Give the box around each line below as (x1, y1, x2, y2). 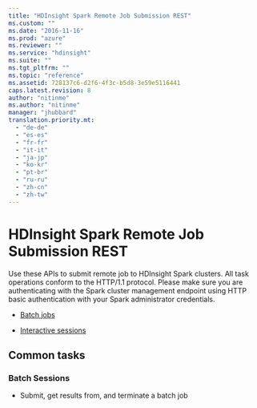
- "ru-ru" (15, 176, 48, 184)
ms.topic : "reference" (8, 71, 84, 79)
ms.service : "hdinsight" (8, 49, 91, 57)
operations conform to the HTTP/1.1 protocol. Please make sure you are (8, 277, 243, 287)
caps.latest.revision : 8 (8, 86, 91, 95)
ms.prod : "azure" (8, 34, 66, 42)
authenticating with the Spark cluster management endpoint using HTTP (8, 285, 247, 295)
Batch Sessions (8, 372, 70, 383)
